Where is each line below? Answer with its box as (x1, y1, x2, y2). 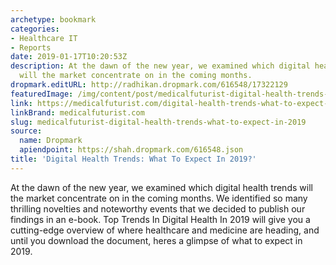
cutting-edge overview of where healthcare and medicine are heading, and (10, 224, 320, 236)
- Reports (10, 42, 52, 53)
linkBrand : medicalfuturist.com (10, 107, 145, 118)
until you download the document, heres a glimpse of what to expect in (10, 234, 303, 246)
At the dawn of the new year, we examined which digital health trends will (10, 181, 313, 193)
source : (10, 126, 43, 136)
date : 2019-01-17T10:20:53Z (10, 52, 128, 62)
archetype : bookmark (10, 14, 97, 25)
